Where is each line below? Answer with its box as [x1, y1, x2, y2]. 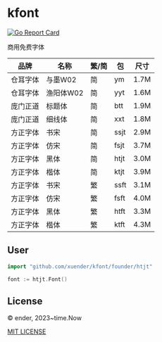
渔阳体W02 [46, 88, 84, 98]
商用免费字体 [7, 42, 44, 51]
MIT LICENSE [7, 327, 46, 336]
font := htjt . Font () [7, 276, 68, 283]
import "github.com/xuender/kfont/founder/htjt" [7, 262, 153, 270]
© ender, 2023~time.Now [7, 314, 82, 322]
